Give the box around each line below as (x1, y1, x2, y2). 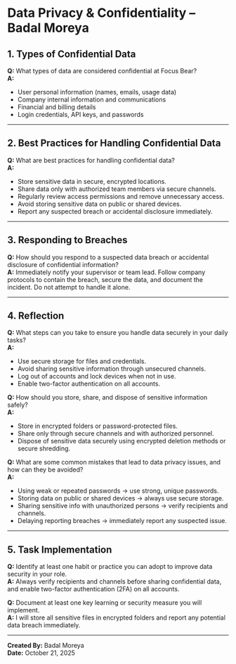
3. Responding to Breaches (7, 234, 128, 246)
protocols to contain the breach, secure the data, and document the (7, 275, 204, 283)
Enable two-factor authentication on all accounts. (17, 379, 160, 388)
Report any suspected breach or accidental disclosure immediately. (17, 207, 213, 216)
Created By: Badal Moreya (7, 641, 84, 650)
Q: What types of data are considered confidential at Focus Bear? (7, 67, 197, 75)
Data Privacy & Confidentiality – (7, 5, 196, 21)
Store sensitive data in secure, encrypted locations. (17, 177, 166, 185)
